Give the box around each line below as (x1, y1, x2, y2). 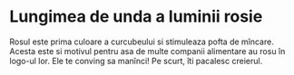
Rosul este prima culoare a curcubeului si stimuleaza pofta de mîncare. (9, 36, 274, 47)
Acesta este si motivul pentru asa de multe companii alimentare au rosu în (9, 45, 286, 56)
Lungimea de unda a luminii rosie (9, 6, 263, 27)
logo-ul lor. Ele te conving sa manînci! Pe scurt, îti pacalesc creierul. (9, 55, 263, 66)
